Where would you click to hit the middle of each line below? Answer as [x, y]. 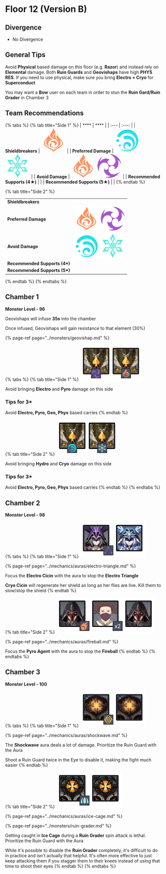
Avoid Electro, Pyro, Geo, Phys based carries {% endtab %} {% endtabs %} [83, 488]
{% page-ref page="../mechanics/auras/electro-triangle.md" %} [71, 566]
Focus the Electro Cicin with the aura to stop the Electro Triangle [72, 576]
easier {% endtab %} [27, 765]
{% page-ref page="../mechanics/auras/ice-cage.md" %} [64, 816]
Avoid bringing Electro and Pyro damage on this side [59, 389]
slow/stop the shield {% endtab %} [41, 591]
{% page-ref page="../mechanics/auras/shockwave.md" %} [66, 735]
